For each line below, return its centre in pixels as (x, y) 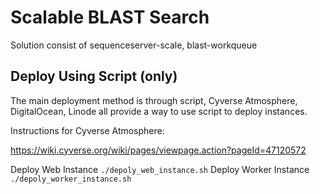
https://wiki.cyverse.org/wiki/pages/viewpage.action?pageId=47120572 (158, 150)
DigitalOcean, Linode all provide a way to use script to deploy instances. (159, 111)
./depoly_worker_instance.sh (71, 179)
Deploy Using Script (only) (94, 76)
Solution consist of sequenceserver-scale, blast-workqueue (134, 45)
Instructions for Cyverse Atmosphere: (87, 130)
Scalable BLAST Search (110, 17)
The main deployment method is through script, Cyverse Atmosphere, (154, 100)
